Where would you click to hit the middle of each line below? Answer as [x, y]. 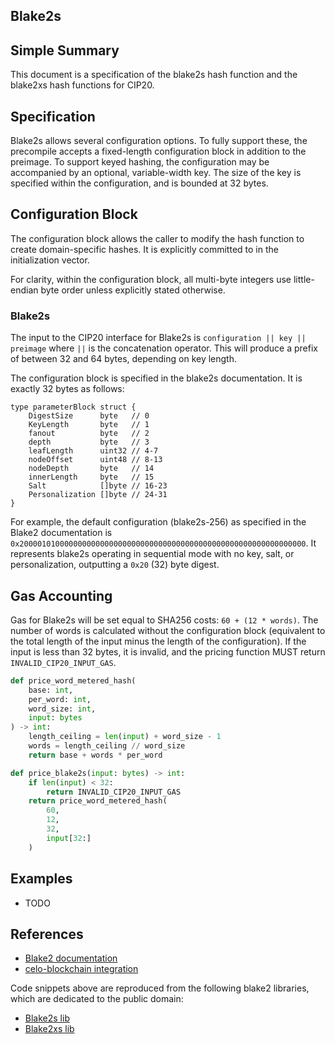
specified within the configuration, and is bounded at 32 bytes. [139, 183]
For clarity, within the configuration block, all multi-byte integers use [151, 279]
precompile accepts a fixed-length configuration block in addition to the [158, 151]
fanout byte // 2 [89, 434]
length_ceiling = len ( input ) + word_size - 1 [125, 737]
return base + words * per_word [95, 755]
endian [24, 290]
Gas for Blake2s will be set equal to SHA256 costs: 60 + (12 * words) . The [164, 620]
